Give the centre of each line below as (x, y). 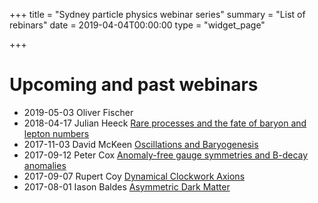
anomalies (45, 165)
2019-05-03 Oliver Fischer (78, 112)
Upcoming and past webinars (134, 85)
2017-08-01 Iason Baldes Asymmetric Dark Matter (127, 186)
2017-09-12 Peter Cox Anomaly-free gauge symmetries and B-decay (166, 155)
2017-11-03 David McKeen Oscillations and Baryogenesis (141, 144)
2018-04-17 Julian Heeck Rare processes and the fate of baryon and (165, 123)
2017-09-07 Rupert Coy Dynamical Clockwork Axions (134, 176)
